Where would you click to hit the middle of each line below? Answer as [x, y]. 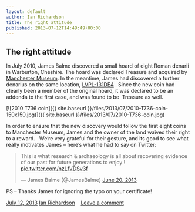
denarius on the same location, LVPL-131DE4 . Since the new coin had [90, 85]
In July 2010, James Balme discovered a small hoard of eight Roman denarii [97, 66]
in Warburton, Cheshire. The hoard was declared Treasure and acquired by [97, 72]
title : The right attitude [39, 22]
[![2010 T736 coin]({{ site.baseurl [46, 109]
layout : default [26, 11]
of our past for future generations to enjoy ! [73, 163]
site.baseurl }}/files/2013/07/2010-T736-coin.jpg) [105, 115]
